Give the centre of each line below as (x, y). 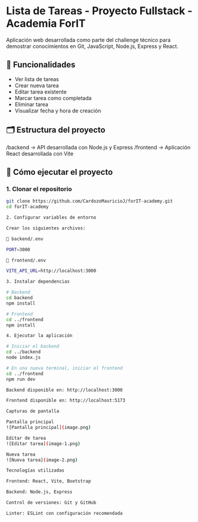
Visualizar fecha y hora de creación (58, 110)
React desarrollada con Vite (40, 153)
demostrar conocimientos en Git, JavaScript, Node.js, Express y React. (92, 46)
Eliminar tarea (31, 104)
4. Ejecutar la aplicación (39, 336)
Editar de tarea (26, 438)
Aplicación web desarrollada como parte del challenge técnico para (88, 40)
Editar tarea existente (40, 92)
